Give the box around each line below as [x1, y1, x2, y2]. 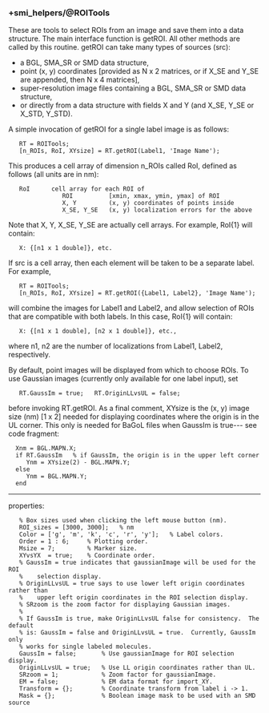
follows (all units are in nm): [8, 170, 99, 179]
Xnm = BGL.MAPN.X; [15, 445, 78, 453]
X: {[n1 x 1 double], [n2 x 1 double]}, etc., [18, 328, 178, 336]
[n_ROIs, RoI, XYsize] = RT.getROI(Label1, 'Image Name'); [18, 147, 220, 155]
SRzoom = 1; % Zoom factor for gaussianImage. [18, 671, 217, 679]
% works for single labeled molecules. [18, 643, 152, 651]
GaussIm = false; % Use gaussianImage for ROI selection [18, 650, 235, 658]
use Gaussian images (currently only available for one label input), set [8, 374, 239, 384]
